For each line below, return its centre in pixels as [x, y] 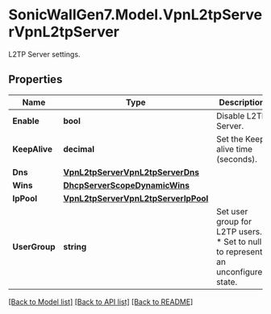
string [75, 246]
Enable [26, 121]
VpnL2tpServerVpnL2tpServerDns [131, 172]
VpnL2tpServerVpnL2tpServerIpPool [136, 198]
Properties [35, 79]
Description [242, 102]
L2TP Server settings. [44, 54]
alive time [234, 149]
